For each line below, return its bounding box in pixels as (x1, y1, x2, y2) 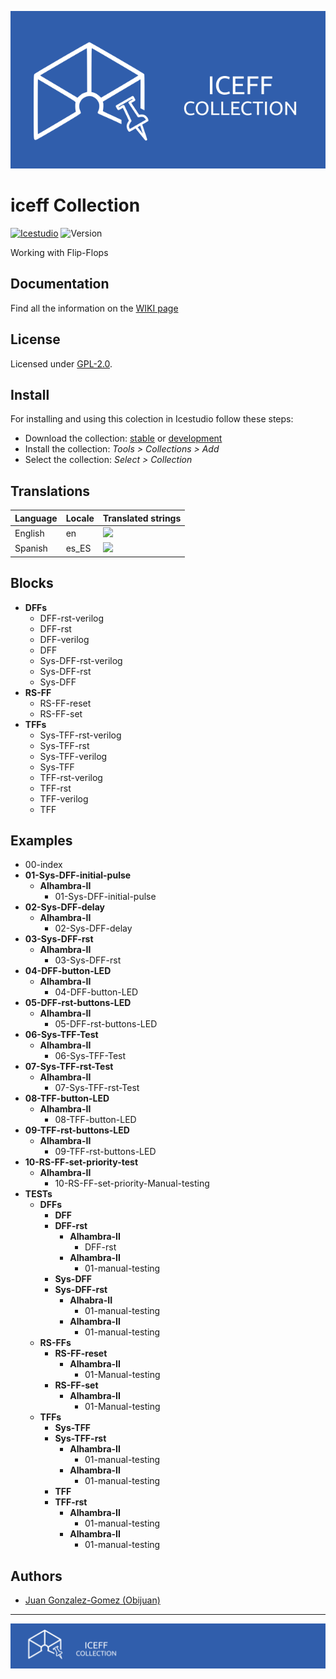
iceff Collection (10, 194, 141, 217)
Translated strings (102, 512, 182, 524)
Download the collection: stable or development (24, 432, 223, 445)
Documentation (10, 276, 110, 293)
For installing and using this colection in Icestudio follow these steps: (10, 413, 294, 425)
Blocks (10, 575, 54, 592)
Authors (10, 1567, 63, 1585)
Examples (10, 832, 73, 849)
